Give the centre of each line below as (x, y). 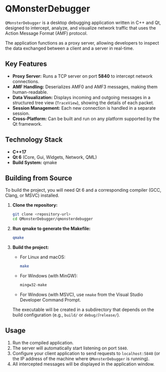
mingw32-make (33, 285)
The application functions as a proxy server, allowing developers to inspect (82, 43)
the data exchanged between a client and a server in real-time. (70, 48)
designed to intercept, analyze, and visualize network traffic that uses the (81, 28)
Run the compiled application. (43, 342)
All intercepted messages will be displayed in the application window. (83, 364)
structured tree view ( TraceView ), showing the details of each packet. (83, 103)
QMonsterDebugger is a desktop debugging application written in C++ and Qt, (83, 23)
